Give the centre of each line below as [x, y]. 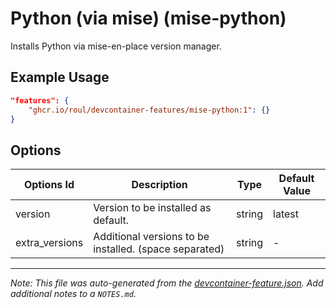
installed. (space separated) [159, 249]
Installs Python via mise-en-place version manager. [116, 46]
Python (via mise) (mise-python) [148, 18]
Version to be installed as [152, 208]
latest [286, 214]
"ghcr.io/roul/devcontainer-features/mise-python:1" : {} [149, 110]
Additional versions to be [151, 237]
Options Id [49, 185]
